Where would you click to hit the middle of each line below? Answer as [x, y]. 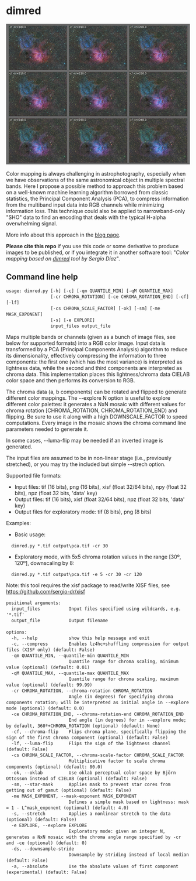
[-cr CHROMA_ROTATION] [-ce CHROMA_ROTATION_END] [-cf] [120, 297]
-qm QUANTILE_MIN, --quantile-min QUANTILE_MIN [70, 656]
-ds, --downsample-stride [43, 849]
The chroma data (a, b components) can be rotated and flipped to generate [96, 392]
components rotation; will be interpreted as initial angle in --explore [98, 703]
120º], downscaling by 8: [44, 563]
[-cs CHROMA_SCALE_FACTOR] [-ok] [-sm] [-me [105, 308]
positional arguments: [34, 603]
